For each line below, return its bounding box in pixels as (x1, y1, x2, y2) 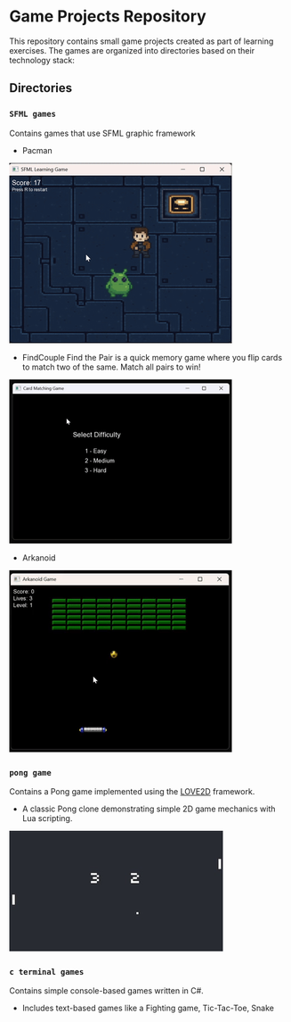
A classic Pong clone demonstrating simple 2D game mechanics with (21, 803, 276, 814)
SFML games (9, 109, 56, 120)
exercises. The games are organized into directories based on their (9, 45, 255, 55)
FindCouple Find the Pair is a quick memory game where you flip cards (21, 352, 283, 362)
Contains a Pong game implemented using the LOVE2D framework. (9, 785, 255, 796)
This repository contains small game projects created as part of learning (9, 36, 274, 46)
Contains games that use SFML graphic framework (9, 128, 196, 138)
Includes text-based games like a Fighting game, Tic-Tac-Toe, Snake (21, 1002, 274, 1014)
